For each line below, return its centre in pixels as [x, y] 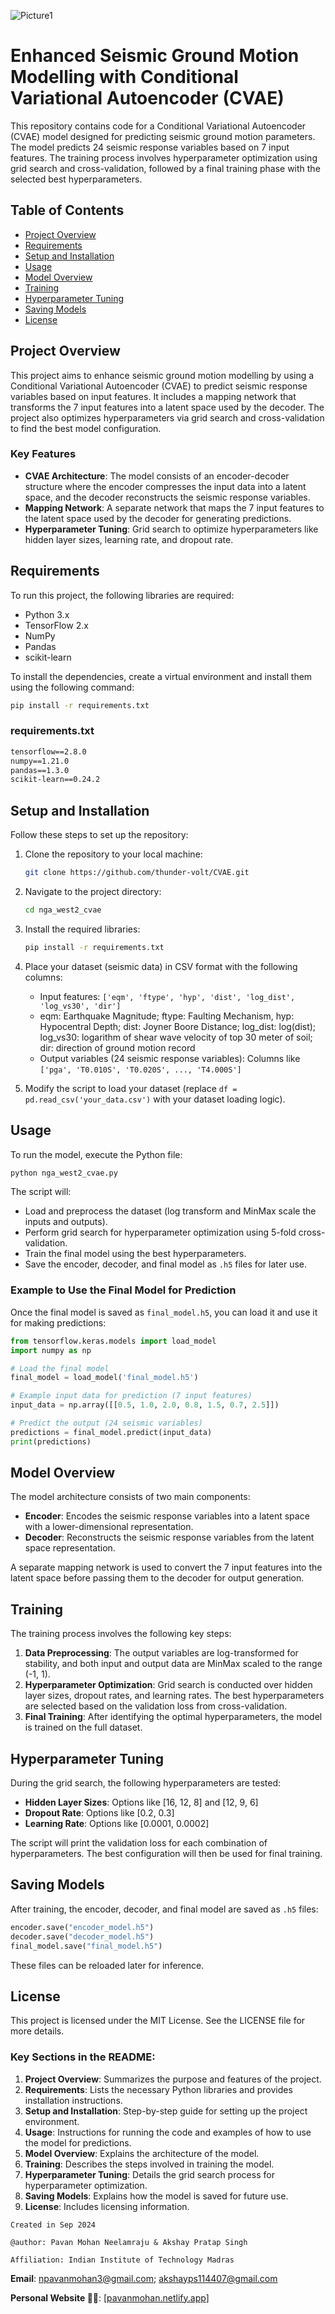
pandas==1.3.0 [40, 770]
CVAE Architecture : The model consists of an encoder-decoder [157, 476]
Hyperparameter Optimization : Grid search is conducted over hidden [168, 1685]
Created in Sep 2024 [53, 2225]
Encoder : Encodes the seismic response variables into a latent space [167, 1516]
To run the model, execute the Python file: [96, 1154]
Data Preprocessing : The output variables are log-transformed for [161, 1653]
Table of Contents [67, 210]
